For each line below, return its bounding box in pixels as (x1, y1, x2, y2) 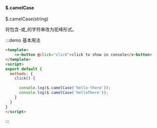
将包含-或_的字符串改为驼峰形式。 (5, 27, 77, 33)
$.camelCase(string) (5, 16, 49, 22)
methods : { (10, 71, 33, 76)
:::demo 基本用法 (5, 37, 41, 43)
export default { (5, 66, 42, 71)
